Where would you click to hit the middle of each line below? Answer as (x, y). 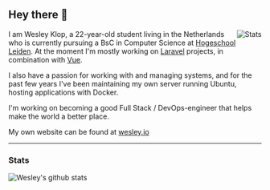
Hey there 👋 (38, 15)
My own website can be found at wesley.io (79, 131)
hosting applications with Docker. (63, 92)
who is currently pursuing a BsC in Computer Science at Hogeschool (122, 42)
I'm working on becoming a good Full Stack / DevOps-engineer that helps (130, 107)
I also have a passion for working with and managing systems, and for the (131, 75)
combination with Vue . (45, 59)
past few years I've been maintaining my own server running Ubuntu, (123, 83)
